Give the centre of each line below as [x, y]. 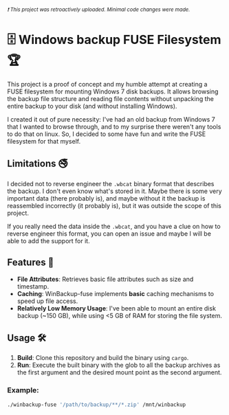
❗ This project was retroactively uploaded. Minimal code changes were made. [99, 10]
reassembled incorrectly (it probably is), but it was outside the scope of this [114, 205]
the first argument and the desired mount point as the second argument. [119, 372]
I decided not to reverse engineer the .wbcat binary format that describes [111, 183]
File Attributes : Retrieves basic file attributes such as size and [105, 279]
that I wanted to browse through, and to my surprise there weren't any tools [114, 126]
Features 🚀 [31, 263]
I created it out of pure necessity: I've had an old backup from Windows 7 [111, 119]
